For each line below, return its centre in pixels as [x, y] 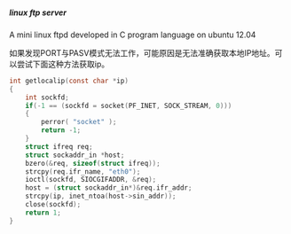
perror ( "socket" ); [79, 122]
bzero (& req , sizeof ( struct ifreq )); [93, 163]
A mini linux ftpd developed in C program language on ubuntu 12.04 [133, 35]
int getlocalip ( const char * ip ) [69, 81]
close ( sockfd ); [53, 205]
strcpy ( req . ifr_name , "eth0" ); [83, 172]
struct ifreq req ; [59, 146]
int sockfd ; [47, 97]
